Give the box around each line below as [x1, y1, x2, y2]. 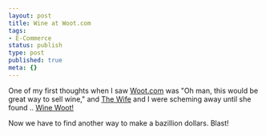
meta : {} [8, 64, 38, 72]
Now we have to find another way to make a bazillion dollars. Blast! [8, 118, 230, 128]
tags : [8, 26, 26, 34]
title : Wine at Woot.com [8, 19, 91, 27]
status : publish [8, 42, 62, 50]
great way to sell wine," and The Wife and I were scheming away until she [8, 94, 252, 104]
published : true [8, 57, 62, 65]
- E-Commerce [8, 34, 52, 42]
